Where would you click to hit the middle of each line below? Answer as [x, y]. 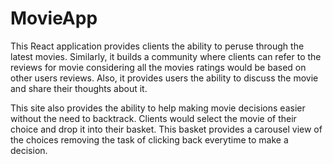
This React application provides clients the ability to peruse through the [157, 46]
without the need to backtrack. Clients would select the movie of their [153, 118]
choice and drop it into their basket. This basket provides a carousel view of [166, 129]
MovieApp [54, 18]
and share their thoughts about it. [79, 88]
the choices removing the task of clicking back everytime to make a [149, 139]
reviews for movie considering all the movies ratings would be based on [158, 67]
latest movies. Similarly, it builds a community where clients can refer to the [166, 56]
